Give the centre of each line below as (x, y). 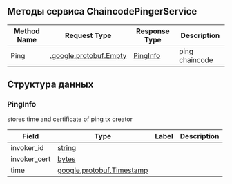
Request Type (88, 35)
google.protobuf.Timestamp (103, 170)
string (67, 148)
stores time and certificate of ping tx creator (70, 119)
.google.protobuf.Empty (88, 55)
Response (153, 31)
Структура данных (50, 84)
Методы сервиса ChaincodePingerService (102, 11)
